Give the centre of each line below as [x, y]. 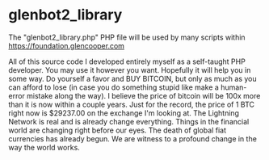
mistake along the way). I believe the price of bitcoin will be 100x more [144, 95]
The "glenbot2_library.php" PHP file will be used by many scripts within [127, 37]
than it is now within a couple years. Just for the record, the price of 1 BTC [132, 104]
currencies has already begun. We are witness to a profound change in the [132, 138]
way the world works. [44, 147]
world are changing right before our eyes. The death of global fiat [118, 130]
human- [234, 87]
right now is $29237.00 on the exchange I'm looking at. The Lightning [124, 113]
